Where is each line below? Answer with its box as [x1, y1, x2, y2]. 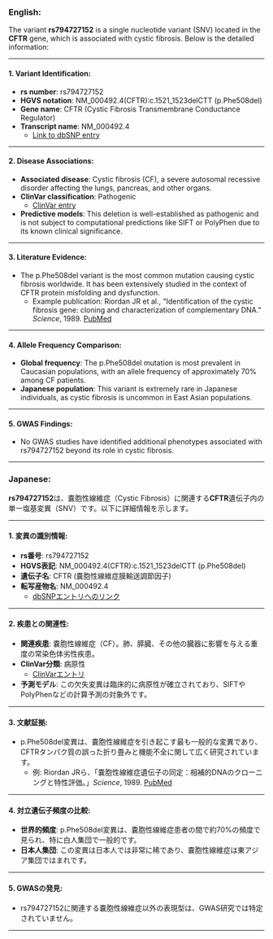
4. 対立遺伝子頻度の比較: [8, 805, 91, 815]
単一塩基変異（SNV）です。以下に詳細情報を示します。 [8, 503, 193, 513]
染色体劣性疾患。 [41, 649, 99, 659]
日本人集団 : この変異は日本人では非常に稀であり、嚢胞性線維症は [19, 845, 238, 855]
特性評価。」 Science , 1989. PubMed [54, 778, 172, 788]
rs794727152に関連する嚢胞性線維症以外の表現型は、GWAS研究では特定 [19, 902, 263, 913]
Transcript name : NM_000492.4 [19, 121, 130, 131]
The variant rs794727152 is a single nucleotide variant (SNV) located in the [8, 25, 261, 35]
